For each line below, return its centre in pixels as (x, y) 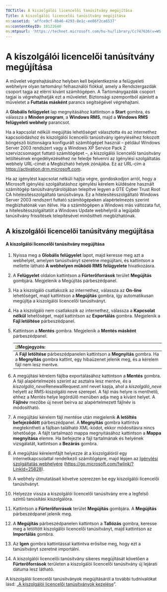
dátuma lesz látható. (33, 569)
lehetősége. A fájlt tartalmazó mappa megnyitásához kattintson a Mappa (87, 433)
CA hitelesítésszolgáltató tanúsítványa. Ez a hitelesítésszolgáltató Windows (82, 195)
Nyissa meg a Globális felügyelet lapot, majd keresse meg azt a (78, 255)
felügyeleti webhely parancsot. (38, 122)
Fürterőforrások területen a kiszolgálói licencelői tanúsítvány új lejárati (85, 564)
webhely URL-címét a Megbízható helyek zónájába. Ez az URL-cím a (76, 164)
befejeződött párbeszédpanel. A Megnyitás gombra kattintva (76, 422)
